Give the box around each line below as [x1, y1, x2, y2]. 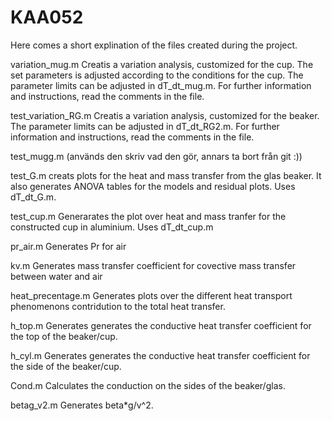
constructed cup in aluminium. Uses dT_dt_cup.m [10, 221, 214, 233]
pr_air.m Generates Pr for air [10, 240, 127, 252]
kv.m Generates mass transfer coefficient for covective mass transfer [10, 259, 297, 271]
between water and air [10, 270, 103, 282]
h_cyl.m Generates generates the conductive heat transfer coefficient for [10, 349, 311, 361]
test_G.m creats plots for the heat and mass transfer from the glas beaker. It [10, 169, 322, 181]
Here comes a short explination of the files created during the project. [10, 39, 298, 51]
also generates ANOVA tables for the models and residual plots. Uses [10, 180, 296, 192]
